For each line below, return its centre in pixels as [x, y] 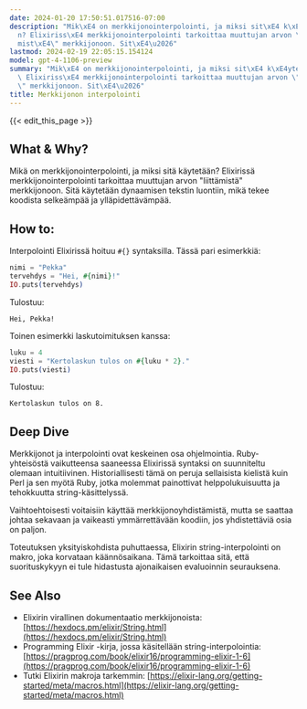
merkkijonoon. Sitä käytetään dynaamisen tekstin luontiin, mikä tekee [139, 190]
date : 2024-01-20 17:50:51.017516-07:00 [88, 18]
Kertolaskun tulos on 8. [57, 404]
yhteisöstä [29, 463]
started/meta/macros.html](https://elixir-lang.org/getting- [131, 685]
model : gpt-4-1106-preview [61, 60]
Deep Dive [39, 432]
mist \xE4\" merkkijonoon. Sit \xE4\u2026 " [98, 43]
